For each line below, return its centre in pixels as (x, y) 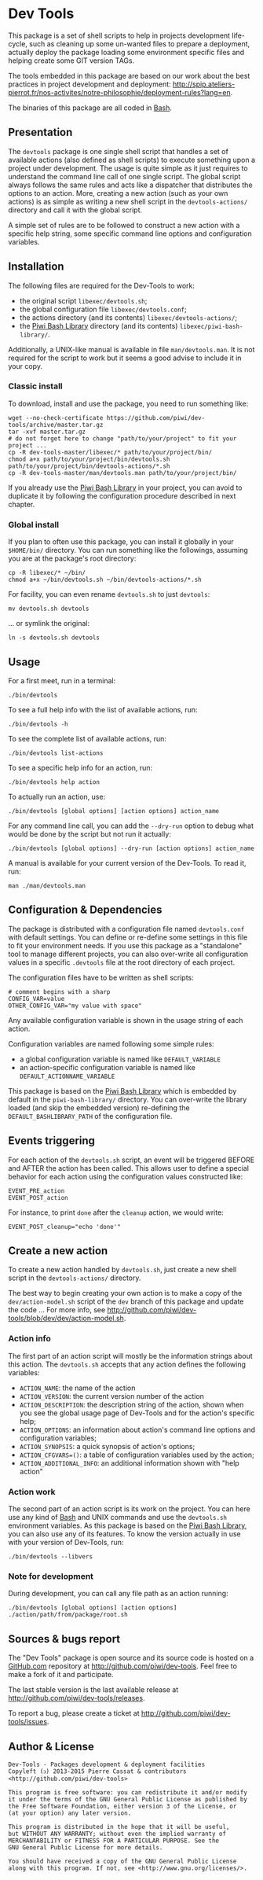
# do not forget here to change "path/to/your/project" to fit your (122, 438)
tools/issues (28, 1722)
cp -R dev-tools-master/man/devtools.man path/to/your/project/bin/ (122, 473)
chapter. (22, 504)
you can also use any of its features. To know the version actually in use (124, 1534)
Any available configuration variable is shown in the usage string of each (126, 1020)
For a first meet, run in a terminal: (62, 680)
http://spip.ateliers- (204, 84)
